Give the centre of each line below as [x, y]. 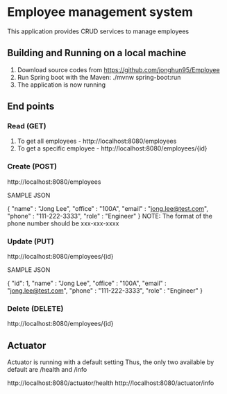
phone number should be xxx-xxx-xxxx [63, 223]
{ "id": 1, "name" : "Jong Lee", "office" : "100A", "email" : [87, 283]
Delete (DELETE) [35, 308]
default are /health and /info [47, 370]
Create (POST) [32, 166]
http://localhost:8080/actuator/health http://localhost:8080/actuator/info [111, 383]
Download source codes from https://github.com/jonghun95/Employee [118, 69]
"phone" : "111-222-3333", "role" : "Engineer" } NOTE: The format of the [110, 216]
